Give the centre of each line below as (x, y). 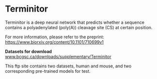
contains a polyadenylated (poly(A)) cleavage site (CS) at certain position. (79, 27)
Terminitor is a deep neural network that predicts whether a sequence (75, 22)
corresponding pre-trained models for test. (48, 71)
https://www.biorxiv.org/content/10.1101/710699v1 (55, 42)
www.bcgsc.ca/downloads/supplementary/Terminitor (58, 56)
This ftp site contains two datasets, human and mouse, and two (68, 66)
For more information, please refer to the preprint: (55, 37)
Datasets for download (29, 51)
